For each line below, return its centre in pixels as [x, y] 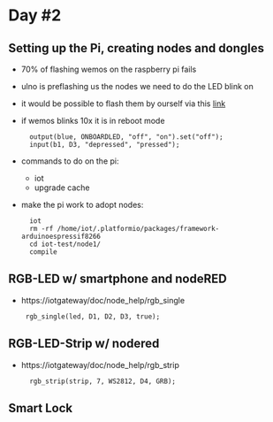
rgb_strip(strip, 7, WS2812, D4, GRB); [102, 381]
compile [44, 252]
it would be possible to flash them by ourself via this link [123, 104]
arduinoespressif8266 [61, 236]
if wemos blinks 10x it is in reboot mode [93, 121]
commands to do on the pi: [70, 161]
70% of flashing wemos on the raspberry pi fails [109, 69]
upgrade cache [62, 188]
